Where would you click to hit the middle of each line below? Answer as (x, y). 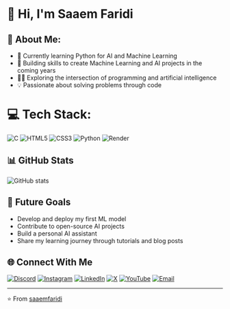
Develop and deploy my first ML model (72, 218)
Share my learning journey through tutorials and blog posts (100, 240)
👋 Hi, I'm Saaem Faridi (70, 14)
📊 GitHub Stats (40, 161)
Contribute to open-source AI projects (71, 226)
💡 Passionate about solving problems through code (89, 85)
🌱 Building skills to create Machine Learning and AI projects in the (110, 63)
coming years (36, 70)
